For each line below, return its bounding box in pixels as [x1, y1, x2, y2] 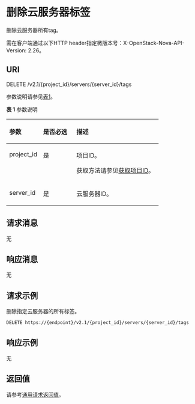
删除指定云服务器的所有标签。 [6, 308, 80, 315]
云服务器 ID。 [76, 189, 113, 198]
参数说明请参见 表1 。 [6, 93, 56, 100]
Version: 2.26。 [6, 46, 45, 54]
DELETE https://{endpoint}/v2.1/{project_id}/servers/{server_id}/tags [6, 320, 189, 326]
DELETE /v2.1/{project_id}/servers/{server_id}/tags [6, 81, 132, 88]
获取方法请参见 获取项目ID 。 [76, 166, 155, 174]
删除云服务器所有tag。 [6, 26, 62, 34]
